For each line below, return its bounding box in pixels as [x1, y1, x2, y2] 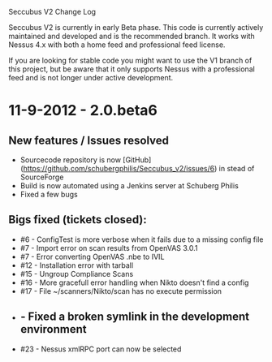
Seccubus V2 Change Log [8, 7, 96, 16]
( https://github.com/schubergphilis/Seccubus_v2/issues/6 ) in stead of [19, 164, 255, 173]
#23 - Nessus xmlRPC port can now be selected [19, 344, 182, 354]
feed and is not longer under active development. [8, 73, 174, 82]
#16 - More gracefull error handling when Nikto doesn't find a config [19, 278, 249, 287]
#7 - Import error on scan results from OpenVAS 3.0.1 [19, 243, 198, 252]
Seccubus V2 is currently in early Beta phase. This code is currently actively [8, 23, 264, 32]
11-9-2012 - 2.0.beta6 [8, 101, 158, 120]
